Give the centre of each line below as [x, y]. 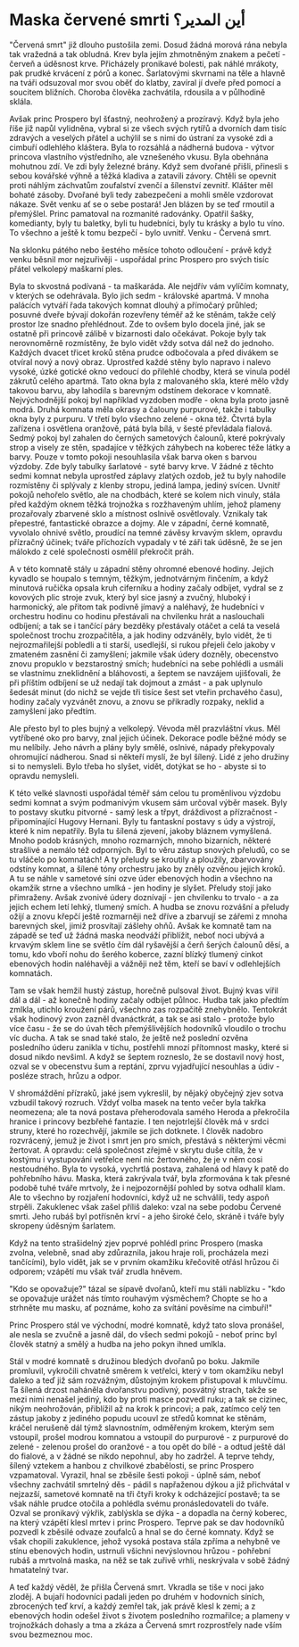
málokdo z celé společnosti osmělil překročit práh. [102, 551]
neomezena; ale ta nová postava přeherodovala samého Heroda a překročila [149, 1112]
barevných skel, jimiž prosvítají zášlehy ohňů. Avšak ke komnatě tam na [141, 925]
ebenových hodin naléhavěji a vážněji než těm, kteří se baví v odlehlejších [145, 964]
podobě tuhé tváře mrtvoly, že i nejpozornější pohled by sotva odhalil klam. [147, 1188]
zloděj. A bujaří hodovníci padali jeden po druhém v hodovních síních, [137, 1596]
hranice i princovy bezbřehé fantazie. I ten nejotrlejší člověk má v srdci [139, 1121]
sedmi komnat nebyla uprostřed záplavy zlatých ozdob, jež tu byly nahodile [148, 476]
